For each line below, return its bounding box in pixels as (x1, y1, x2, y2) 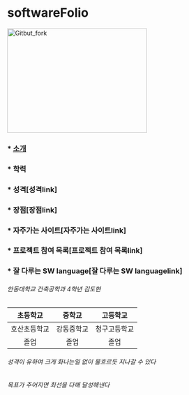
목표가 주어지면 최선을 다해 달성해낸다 (7, 380, 110, 389)
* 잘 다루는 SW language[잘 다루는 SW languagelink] (7, 266, 183, 276)
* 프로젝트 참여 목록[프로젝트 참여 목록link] (7, 246, 143, 256)
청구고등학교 (95, 324, 135, 334)
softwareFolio (7, 5, 89, 21)
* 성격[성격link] (7, 185, 58, 194)
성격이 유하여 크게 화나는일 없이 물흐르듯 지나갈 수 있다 (7, 357, 156, 366)
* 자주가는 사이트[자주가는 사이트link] (7, 225, 127, 235)
